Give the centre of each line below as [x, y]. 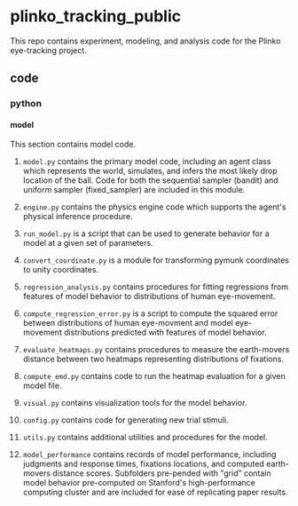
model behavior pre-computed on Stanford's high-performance [139, 483]
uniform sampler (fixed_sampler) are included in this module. [134, 190]
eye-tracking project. [48, 50]
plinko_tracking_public [95, 16]
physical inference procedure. [78, 217]
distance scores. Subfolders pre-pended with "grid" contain [162, 473]
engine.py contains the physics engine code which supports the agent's [154, 207]
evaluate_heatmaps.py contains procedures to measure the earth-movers [156, 350]
